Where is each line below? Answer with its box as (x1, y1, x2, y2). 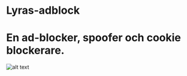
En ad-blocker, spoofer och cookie (6, 31, 181, 45)
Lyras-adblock (6, 4, 80, 17)
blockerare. (6, 44, 65, 57)
